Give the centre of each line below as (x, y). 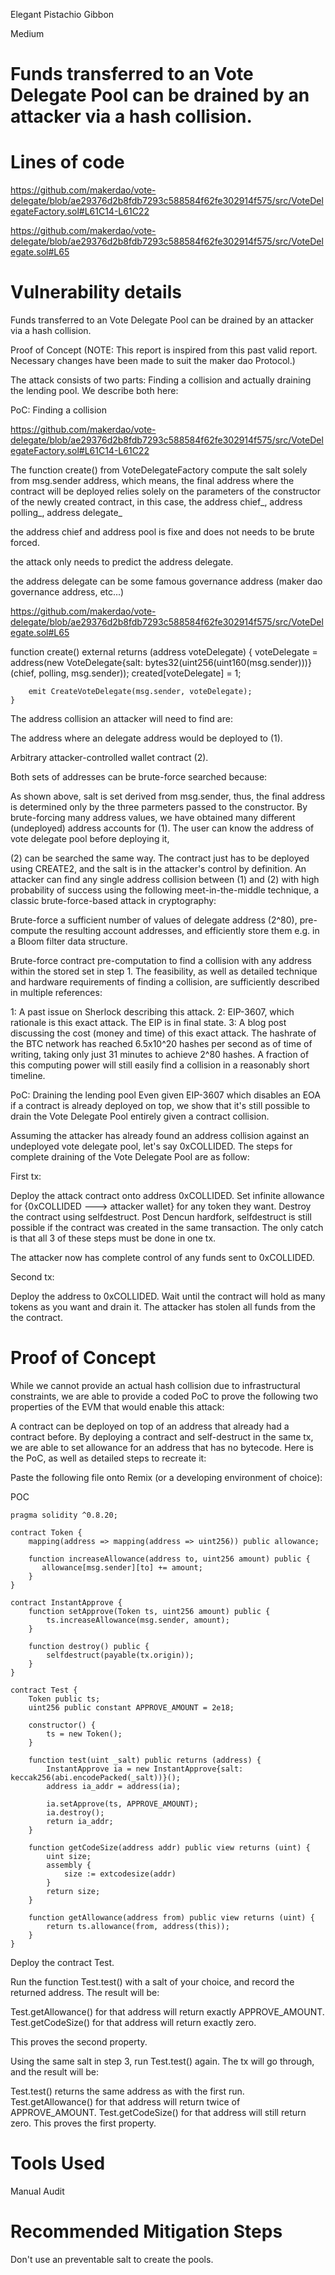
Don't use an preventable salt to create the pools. (112, 2259)
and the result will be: (54, 2072)
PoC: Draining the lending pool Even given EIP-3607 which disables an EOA (165, 1095)
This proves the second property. (79, 2042)
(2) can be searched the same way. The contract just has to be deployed (160, 858)
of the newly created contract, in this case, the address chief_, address (156, 502)
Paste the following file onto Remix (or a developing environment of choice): (166, 1477)
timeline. (28, 1076)
